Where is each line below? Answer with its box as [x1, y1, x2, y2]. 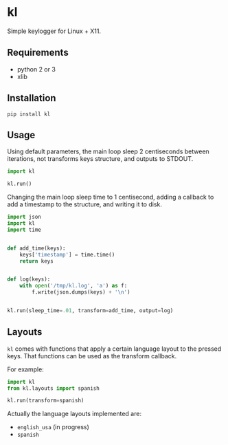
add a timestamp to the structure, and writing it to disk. [7, 200, 163, 208]
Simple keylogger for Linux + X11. [7, 27, 102, 35]
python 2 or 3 [16, 65, 56, 73]
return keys [19, 257, 54, 265]
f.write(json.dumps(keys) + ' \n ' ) [32, 289, 130, 296]
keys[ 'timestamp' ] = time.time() [19, 251, 115, 258]
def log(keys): [7, 276, 51, 283]
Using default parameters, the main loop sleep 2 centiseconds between [7, 147, 209, 155]
